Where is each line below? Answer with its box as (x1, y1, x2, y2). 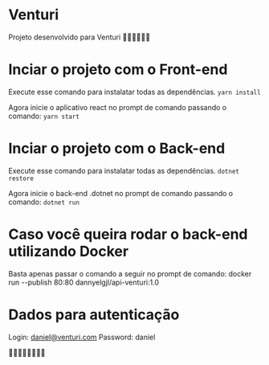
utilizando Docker (8, 243, 129, 260)
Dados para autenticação (8, 306, 180, 323)
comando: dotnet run (8, 197, 80, 207)
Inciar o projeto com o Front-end (8, 60, 228, 79)
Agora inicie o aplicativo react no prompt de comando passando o (8, 102, 227, 112)
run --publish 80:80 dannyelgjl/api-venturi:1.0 (8, 277, 159, 287)
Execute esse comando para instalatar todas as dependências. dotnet (8, 166, 239, 175)
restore (8, 174, 35, 182)
